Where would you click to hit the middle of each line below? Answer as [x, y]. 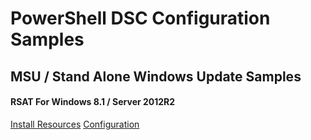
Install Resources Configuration [75, 124]
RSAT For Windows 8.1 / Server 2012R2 [93, 102]
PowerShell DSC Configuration [140, 18]
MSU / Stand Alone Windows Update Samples [156, 76]
